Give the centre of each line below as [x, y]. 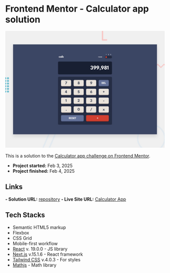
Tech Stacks [25, 215]
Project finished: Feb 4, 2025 [44, 171]
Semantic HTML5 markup [39, 227]
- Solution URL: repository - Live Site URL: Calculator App [66, 199]
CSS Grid [22, 238]
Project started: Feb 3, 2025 [42, 166]
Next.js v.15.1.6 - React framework [48, 254]
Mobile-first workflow [35, 243]
